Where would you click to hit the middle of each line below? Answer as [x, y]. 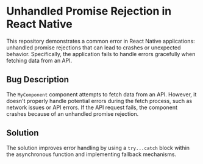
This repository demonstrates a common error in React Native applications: [101, 41]
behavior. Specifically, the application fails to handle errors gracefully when [101, 54]
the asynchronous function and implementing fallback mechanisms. [91, 154]
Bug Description [37, 80]
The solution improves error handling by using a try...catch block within [98, 148]
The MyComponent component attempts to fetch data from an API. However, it [101, 94]
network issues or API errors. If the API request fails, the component [92, 107]
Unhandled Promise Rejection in [89, 11]
